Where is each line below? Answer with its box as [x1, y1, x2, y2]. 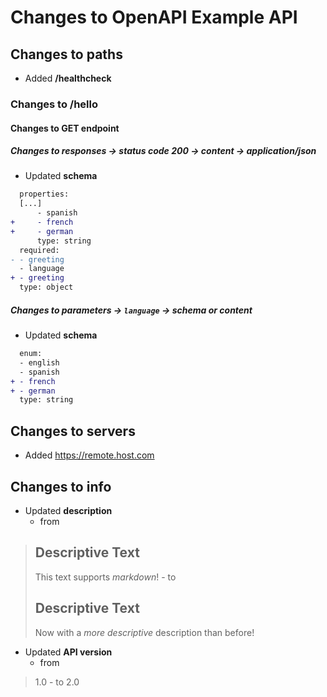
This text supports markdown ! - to [34, 571, 177, 583]
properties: [19, 189, 70, 200]
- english [19, 357, 60, 368]
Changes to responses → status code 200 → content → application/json [10, 145, 317, 157]
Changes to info [10, 478, 112, 495]
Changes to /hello [10, 97, 99, 111]
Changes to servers [10, 422, 136, 440]
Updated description [24, 504, 113, 516]
